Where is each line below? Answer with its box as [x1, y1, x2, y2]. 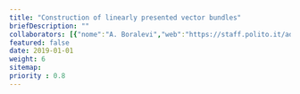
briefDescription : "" [9, 21, 90, 30]
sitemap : [9, 64, 42, 73]
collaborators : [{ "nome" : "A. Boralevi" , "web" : [9, 30, 186, 38]
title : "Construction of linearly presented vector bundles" [9, 13, 242, 22]
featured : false [9, 38, 70, 47]
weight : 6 [9, 55, 46, 64]
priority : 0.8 [9, 72, 66, 81]
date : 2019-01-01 [9, 47, 74, 56]
